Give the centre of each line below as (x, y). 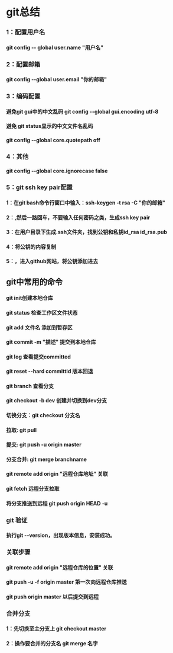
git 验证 (17, 520)
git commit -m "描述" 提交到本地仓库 (51, 342)
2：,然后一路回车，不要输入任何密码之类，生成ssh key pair (78, 217)
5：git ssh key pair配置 (39, 187)
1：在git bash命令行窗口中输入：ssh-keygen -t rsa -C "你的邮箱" (86, 203)
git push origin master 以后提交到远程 (53, 597)
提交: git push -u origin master (44, 444)
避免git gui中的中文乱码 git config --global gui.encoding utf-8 (82, 111)
